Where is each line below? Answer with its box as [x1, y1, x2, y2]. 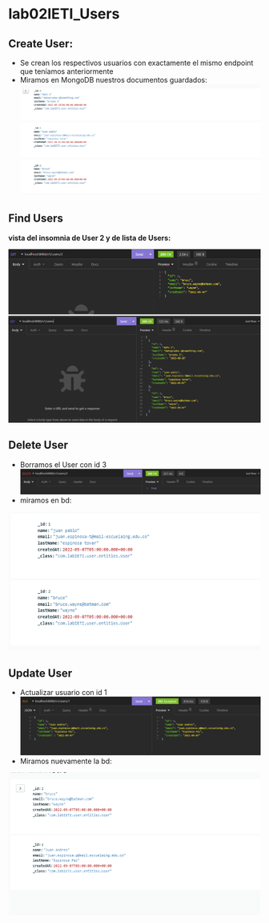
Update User [8, 666, 73, 680]
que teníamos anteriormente [19, 67, 114, 76]
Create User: [8, 37, 74, 51]
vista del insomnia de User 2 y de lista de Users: [8, 233, 171, 242]
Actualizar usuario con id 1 [19, 688, 107, 697]
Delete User [8, 438, 69, 452]
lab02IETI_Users [8, 5, 120, 23]
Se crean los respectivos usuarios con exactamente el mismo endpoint [19, 58, 254, 67]
